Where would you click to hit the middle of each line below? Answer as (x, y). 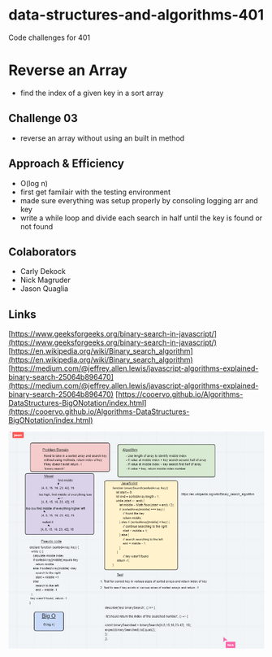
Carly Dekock (43, 272)
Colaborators (43, 252)
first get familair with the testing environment (95, 192)
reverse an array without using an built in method (102, 138)
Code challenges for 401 (50, 37)
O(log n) (34, 183)
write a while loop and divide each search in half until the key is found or (141, 218)
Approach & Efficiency (66, 164)
